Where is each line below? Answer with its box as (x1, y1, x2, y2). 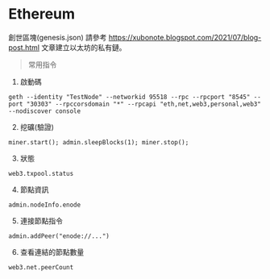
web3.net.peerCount (8, 263, 74, 271)
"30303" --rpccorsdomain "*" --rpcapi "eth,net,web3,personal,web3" (26, 100, 262, 108)
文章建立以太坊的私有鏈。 (41, 42, 127, 52)
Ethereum (8, 5, 75, 23)
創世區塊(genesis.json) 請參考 (8, 32, 107, 42)
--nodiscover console (8, 106, 81, 115)
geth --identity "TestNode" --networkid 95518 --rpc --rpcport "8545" (8, 93, 251, 101)
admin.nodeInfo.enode (8, 201, 81, 209)
